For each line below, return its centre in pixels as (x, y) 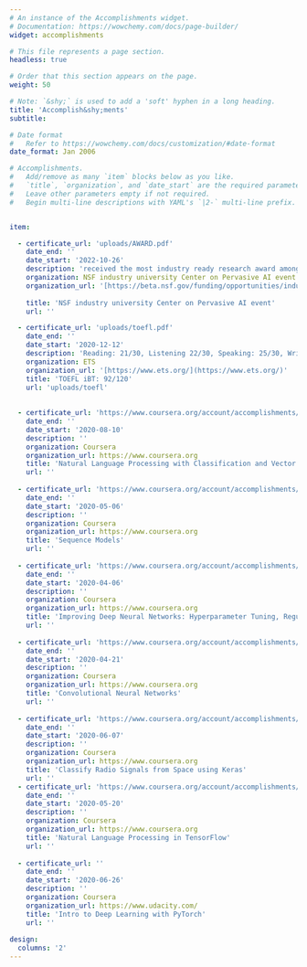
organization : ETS (61, 362)
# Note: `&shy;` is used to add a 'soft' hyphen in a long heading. (143, 101)
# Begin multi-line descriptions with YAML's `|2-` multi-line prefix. (153, 202)
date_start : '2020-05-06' (75, 506)
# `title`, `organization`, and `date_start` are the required (136, 186)
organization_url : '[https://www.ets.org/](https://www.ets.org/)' (157, 370)
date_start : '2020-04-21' (75, 659)
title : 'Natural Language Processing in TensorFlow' (128, 837)
